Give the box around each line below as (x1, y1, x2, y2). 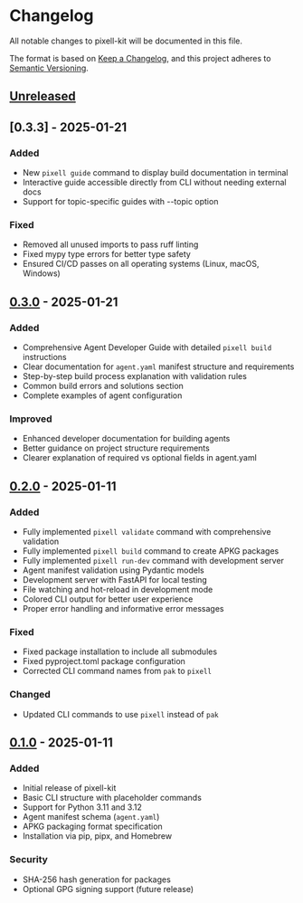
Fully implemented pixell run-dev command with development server (22, 555, 285, 566)
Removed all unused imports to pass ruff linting (22, 239, 199, 250)
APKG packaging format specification (22, 821, 163, 832)
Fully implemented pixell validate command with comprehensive (22, 526, 271, 537)
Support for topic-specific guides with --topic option (22, 196, 219, 207)
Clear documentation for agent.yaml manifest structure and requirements (22, 361, 295, 372)
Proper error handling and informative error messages (22, 603, 224, 613)
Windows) (22, 268, 61, 279)
